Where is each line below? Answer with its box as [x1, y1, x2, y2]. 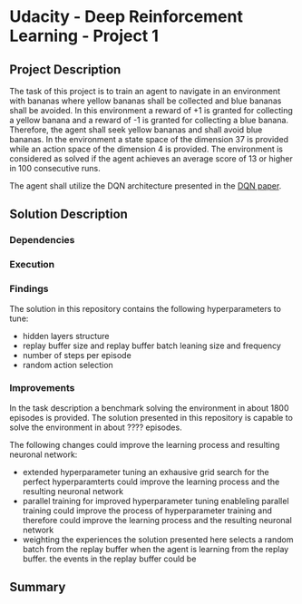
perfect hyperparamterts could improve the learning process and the [22, 476, 280, 487]
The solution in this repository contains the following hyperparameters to [9, 303, 281, 314]
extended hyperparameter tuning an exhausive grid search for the [22, 466, 269, 477]
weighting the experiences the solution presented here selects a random [22, 533, 294, 545]
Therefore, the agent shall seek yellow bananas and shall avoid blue [9, 124, 263, 135]
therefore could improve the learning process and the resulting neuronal [22, 514, 292, 525]
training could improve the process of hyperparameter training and [22, 505, 272, 516]
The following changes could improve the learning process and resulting [9, 439, 280, 450]
